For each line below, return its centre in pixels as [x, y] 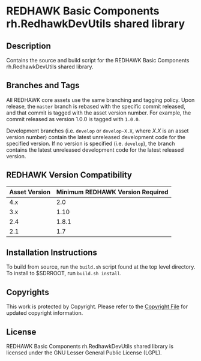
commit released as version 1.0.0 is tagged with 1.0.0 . [73, 119]
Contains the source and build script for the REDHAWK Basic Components [98, 60]
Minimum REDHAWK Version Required [112, 192]
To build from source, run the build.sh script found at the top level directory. [101, 267]
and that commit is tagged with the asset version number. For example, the [99, 113]
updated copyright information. [45, 313]
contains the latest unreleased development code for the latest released [95, 150]
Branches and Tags [43, 85]
